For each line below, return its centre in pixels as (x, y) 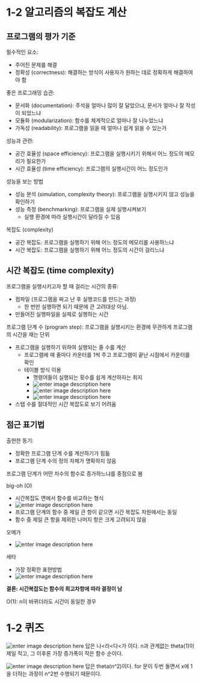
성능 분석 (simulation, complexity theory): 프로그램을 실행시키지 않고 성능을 (105, 194)
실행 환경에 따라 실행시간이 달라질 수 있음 (72, 217)
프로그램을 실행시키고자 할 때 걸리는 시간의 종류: (63, 286)
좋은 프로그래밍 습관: (30, 93)
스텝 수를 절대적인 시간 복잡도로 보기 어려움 (66, 404)
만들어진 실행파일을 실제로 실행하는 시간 (62, 314)
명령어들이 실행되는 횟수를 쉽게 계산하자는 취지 (88, 377)
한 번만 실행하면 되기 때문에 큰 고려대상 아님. (76, 306)
